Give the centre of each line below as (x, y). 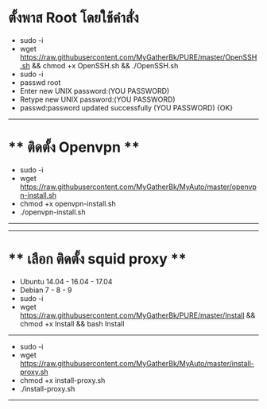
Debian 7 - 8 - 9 (46, 290)
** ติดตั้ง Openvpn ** (74, 147)
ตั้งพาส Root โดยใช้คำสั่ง (74, 18)
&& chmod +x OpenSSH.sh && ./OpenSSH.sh (105, 65)
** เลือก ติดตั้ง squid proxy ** (97, 259)
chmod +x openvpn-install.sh (68, 203)
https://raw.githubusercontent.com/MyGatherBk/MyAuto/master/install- (137, 363)
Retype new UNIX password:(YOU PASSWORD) (97, 99)
